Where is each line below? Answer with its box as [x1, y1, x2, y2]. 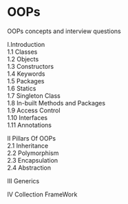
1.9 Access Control [7, 106, 61, 114]
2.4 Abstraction [7, 163, 52, 172]
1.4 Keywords [7, 70, 45, 78]
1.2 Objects [7, 54, 39, 63]
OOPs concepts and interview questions [7, 27, 122, 35]
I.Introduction [7, 40, 45, 48]
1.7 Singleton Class [7, 91, 61, 100]
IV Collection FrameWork [7, 190, 78, 198]
